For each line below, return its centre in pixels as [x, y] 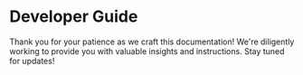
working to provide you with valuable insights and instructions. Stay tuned [147, 51]
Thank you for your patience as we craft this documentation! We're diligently [152, 42]
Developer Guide [74, 17]
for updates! [32, 61]
